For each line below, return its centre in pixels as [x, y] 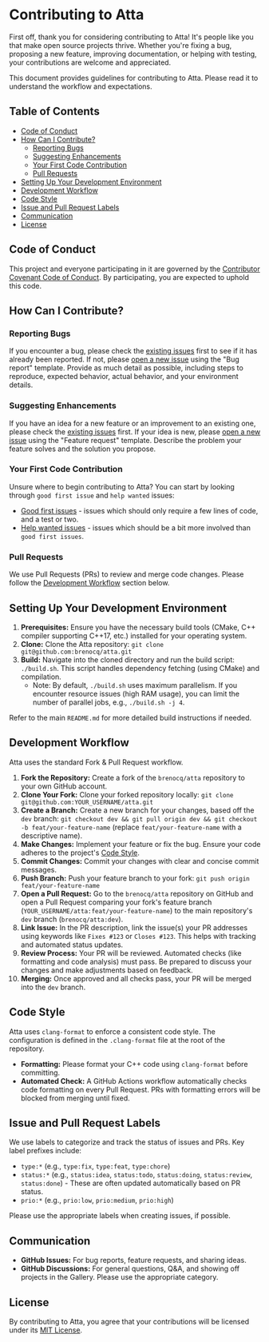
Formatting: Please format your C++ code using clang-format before [134, 1064]
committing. [40, 1072]
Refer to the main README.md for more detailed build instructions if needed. [131, 717]
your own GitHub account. [64, 786]
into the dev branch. [53, 987]
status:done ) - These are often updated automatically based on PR [131, 1183]
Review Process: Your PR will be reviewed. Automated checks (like [131, 953]
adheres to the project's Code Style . [80, 853]
